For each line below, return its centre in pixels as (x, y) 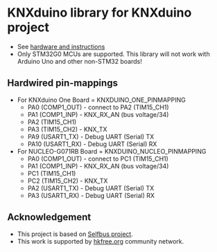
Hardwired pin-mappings (62, 83)
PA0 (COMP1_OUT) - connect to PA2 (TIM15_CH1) (98, 107)
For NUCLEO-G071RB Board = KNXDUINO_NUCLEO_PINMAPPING (112, 151)
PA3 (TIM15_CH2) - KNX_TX (67, 129)
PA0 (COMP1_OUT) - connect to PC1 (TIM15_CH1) (98, 159)
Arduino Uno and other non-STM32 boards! (79, 61)
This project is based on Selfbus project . (75, 234)
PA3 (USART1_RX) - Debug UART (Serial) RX (91, 195)
